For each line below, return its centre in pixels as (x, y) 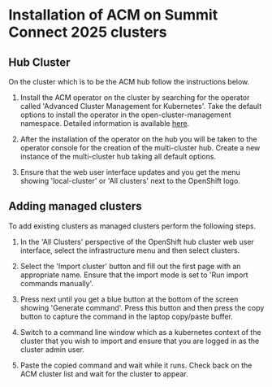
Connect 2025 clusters (88, 32)
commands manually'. (57, 283)
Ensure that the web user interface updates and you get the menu (130, 172)
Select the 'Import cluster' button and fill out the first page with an (130, 266)
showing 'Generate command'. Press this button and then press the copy (142, 307)
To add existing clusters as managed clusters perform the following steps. (132, 226)
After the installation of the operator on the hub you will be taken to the (138, 139)
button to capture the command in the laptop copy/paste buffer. (127, 316)
